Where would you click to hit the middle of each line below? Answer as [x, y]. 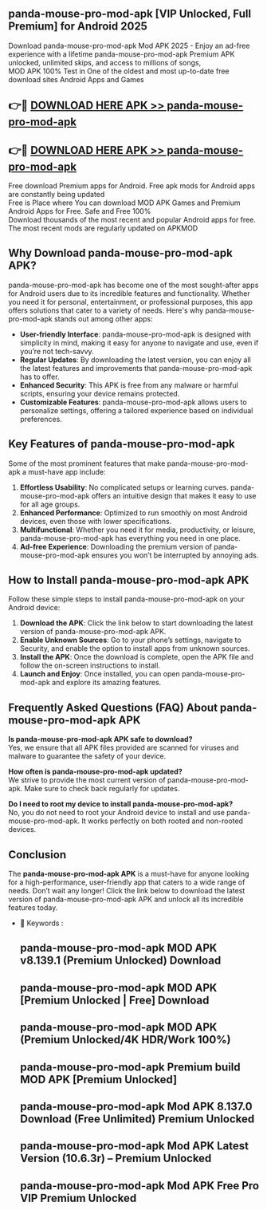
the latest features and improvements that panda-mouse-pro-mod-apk [136, 368]
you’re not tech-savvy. [57, 351]
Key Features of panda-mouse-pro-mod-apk [122, 444]
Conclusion [37, 855]
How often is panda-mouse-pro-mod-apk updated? [96, 772]
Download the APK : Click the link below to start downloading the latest [136, 623]
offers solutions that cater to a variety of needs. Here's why [106, 310]
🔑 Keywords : [41, 923]
